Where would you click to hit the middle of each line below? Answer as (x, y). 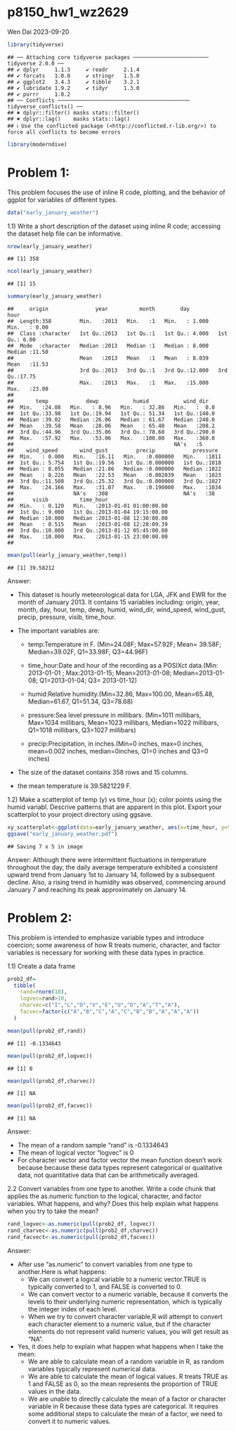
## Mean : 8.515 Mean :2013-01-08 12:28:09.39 (88, 525)
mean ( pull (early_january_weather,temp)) (67, 555)
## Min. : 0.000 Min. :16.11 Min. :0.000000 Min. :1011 (114, 457)
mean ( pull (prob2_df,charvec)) (52, 1081)
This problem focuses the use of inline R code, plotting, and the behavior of (117, 192)
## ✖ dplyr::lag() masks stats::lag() (69, 119)
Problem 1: (39, 172)
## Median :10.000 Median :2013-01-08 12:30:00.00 (88, 519)
